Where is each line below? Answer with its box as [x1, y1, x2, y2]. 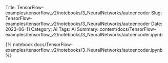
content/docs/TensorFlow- [99, 26, 156, 32]
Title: [5, 5, 16, 10]
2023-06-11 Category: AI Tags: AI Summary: [5, 26, 99, 32]
